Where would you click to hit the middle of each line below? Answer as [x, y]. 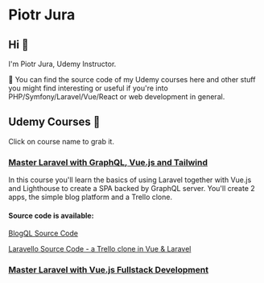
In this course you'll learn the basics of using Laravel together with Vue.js [130, 180]
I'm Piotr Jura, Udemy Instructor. [62, 64]
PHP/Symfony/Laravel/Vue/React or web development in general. [117, 97]
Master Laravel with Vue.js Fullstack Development [109, 270]
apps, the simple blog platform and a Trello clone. [91, 197]
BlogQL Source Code [43, 233]
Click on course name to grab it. [62, 141]
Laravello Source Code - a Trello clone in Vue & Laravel [100, 249]
